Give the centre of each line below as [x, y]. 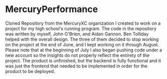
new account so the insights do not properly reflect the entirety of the [77, 55]
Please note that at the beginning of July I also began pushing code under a [84, 50]
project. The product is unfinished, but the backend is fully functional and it [83, 60]
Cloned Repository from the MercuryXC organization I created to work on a [83, 23]
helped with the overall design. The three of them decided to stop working [82, 39]
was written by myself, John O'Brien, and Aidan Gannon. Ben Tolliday [77, 34]
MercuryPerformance [52, 9]
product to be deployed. [30, 71]
